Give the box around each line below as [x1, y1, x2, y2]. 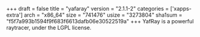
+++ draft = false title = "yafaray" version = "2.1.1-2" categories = [6, 5, 169, 12]
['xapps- [170, 5, 192, 12]
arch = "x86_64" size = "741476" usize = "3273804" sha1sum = [24, 11, 183, 18]
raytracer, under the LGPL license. [6, 24, 92, 31]
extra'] [6, 11, 23, 18]
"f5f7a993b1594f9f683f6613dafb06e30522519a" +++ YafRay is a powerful [6, 18, 194, 24]
